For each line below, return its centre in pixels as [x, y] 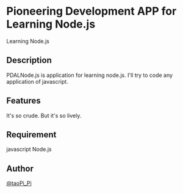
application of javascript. [37, 81]
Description [29, 60]
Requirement [31, 135]
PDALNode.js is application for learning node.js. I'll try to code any [89, 75]
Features [23, 101]
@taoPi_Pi [19, 183]
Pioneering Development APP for [91, 11]
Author [20, 168]
